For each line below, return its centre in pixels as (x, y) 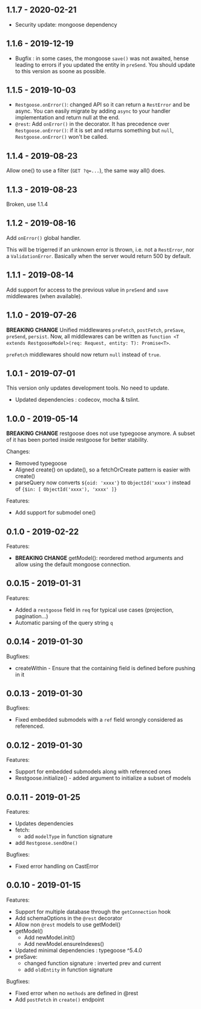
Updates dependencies (44, 823)
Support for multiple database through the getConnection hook (93, 911)
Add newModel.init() (50, 937)
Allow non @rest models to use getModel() (68, 924)
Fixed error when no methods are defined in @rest (77, 993)
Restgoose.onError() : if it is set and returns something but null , (94, 130)
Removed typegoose (41, 464)
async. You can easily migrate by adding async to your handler (93, 111)
